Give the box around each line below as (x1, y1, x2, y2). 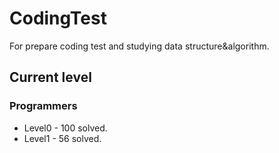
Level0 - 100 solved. (23, 122, 108, 134)
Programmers (9, 99, 78, 113)
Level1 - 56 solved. (23, 132, 102, 144)
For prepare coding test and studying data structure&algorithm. (9, 40, 270, 52)
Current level (9, 69, 92, 86)
